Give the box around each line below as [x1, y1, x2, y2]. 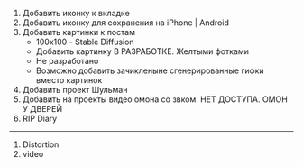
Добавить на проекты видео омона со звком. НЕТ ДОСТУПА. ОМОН [22, 94, 289, 105]
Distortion [22, 139, 60, 150]
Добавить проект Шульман [22, 85, 128, 95]
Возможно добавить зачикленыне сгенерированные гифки [35, 65, 264, 76]
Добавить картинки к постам [22, 27, 135, 37]
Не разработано [35, 56, 99, 66]
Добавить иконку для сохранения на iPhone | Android [22, 17, 230, 28]
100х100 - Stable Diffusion [35, 36, 134, 47]
